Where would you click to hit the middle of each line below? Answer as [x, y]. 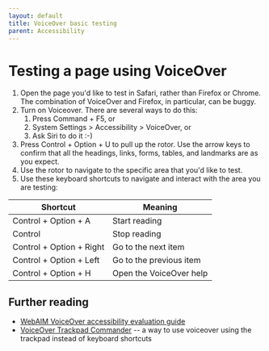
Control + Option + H [52, 274]
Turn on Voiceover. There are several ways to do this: [109, 111]
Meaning [160, 207]
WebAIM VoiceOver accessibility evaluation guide [103, 322]
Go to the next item [149, 247]
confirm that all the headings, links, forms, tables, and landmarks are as [139, 153]
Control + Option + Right [59, 247]
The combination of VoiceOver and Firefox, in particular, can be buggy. [138, 102]
